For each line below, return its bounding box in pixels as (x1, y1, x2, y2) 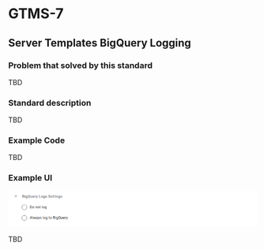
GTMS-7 (8, 5, 64, 23)
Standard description (8, 97, 92, 108)
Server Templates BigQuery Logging (8, 36, 191, 50)
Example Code (8, 135, 66, 146)
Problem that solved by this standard (8, 60, 153, 71)
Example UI (8, 173, 53, 184)
